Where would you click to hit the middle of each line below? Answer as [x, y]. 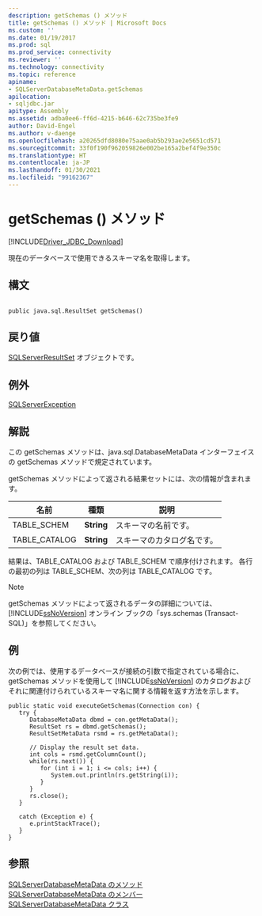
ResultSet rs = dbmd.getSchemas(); [88, 726]
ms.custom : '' [32, 30]
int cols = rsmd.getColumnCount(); [88, 754]
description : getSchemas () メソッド [68, 15]
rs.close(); [49, 796]
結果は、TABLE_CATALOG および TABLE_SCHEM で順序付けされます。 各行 [131, 561]
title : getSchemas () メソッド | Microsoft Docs [87, 23]
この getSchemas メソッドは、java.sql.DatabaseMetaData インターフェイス [131, 452]
